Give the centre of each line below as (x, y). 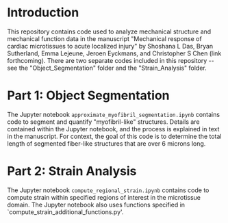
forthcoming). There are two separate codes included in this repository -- (111, 60)
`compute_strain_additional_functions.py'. (65, 212)
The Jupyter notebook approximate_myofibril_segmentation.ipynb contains (114, 114)
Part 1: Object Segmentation (88, 95)
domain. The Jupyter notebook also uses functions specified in (96, 205)
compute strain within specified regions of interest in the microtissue (104, 197)
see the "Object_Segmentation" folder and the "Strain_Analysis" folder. (107, 68)
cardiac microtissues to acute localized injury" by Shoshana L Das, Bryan (110, 46)
